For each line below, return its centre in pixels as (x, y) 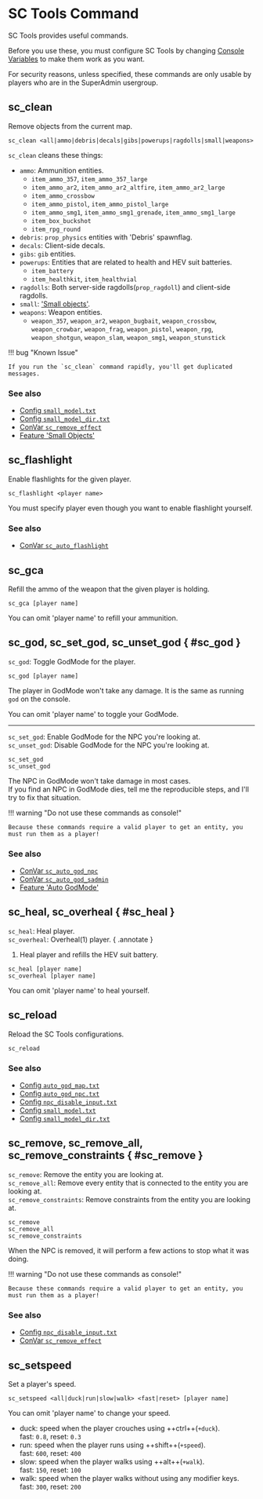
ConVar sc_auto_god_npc (59, 871)
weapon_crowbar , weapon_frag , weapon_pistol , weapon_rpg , (122, 329)
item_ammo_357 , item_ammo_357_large (89, 178)
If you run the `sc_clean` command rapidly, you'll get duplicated (121, 367)
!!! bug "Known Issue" (43, 352)
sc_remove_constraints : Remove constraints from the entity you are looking (129, 1199)
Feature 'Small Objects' (57, 436)
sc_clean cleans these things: (56, 155)
